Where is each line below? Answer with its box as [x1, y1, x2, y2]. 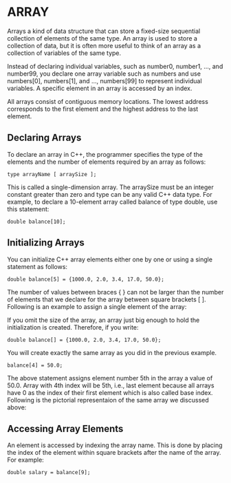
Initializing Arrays [7, 237, 85, 248]
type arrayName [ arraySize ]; [7, 171, 97, 178]
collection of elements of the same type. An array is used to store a [7, 34, 198, 42]
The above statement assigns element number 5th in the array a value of [7, 374, 213, 382]
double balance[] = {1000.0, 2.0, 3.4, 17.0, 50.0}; [7, 336, 162, 343]
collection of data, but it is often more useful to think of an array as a [7, 41, 201, 50]
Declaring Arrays [7, 132, 82, 144]
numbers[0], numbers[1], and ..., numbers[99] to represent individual [7, 76, 202, 85]
